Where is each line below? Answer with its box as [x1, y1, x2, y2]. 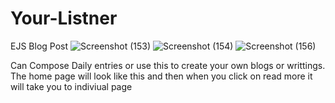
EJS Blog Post [10, 40, 69, 52]
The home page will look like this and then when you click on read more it [10, 70, 313, 82]
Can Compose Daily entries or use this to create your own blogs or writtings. [10, 59, 326, 71]
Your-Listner [10, 7, 118, 30]
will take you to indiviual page [10, 80, 133, 92]
